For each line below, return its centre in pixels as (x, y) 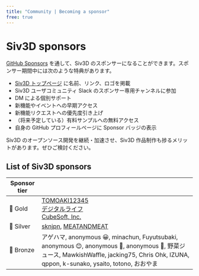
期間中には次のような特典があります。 (68, 71)
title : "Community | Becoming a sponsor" (58, 12)
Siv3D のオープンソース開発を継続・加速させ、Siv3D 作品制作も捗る (89, 140)
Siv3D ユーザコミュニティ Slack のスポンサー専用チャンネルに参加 (95, 91)
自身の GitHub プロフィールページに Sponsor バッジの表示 (86, 128)
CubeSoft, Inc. (61, 217)
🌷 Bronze (22, 250)
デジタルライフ (62, 209)
